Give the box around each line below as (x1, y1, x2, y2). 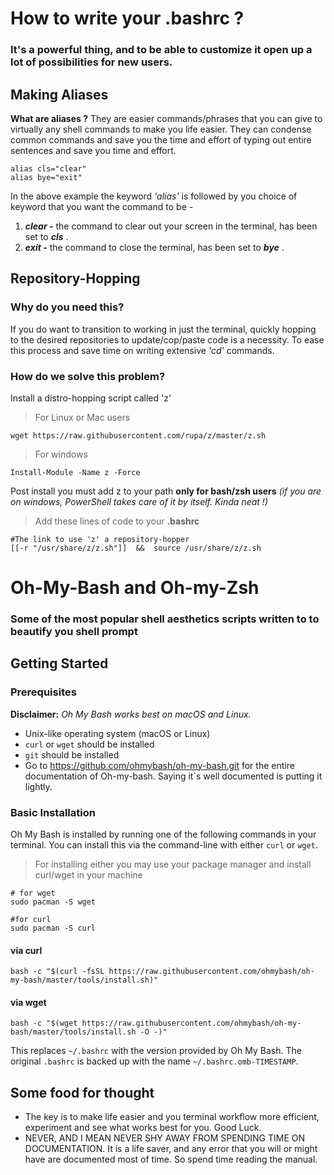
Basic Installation (10, 805, 96, 819)
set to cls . (24, 230, 69, 242)
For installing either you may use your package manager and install (34, 858, 312, 870)
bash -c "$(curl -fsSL (10, 967, 105, 977)
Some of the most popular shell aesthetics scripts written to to (10, 612, 320, 626)
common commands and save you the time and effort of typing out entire (10, 133, 312, 146)
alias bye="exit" (10, 172, 83, 182)
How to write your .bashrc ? (10, 7, 245, 30)
